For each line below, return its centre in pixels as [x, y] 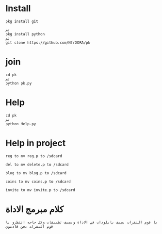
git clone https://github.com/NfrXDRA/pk [48, 42]
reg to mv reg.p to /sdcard [34, 156]
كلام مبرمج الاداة [35, 209]
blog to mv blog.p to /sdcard [36, 173]
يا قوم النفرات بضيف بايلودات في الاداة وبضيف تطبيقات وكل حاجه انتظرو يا [82, 222]
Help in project [36, 143]
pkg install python [25, 34]
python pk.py [19, 83]
